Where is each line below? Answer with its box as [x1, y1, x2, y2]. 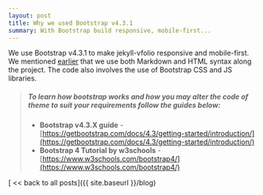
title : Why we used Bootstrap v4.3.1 [8, 19, 133, 27]
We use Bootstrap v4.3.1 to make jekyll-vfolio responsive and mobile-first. [8, 49, 249, 58]
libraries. [8, 73, 37, 84]
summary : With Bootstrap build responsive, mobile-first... [8, 26, 212, 34]
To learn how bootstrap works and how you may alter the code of [27, 92, 249, 101]
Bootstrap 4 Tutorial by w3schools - [39, 146, 161, 155]
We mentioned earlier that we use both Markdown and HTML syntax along [8, 57, 252, 66]
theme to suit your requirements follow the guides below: [27, 100, 221, 110]
